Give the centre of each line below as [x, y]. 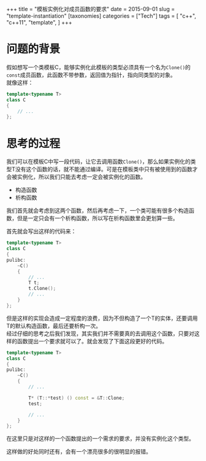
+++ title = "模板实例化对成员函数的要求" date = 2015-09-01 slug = [91, 9]
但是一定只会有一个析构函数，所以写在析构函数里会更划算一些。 [97, 218]
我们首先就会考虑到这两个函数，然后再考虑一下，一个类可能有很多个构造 [97, 211]
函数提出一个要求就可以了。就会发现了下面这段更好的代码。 [92, 341]
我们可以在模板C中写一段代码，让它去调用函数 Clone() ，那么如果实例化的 [99, 162]
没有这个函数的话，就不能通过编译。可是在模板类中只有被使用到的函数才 [106, 169]
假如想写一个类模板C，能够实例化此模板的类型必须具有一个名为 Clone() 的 [99, 67]
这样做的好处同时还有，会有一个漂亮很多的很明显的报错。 [79, 452]
